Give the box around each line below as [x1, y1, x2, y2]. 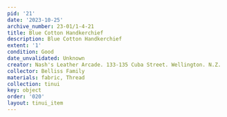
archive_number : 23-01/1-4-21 [7, 23, 95, 30]
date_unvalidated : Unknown [7, 55, 85, 62]
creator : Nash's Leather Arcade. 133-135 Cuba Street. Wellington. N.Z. [7, 61, 221, 68]
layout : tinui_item [7, 100, 64, 107]
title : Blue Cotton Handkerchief [7, 29, 104, 36]
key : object [7, 87, 42, 94]
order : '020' [7, 94, 45, 100]
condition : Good [7, 49, 54, 56]
